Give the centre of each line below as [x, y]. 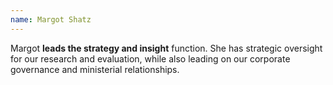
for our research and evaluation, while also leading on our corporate [150, 58]
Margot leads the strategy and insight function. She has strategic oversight [166, 48]
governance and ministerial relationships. [95, 69]
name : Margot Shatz [51, 19]
